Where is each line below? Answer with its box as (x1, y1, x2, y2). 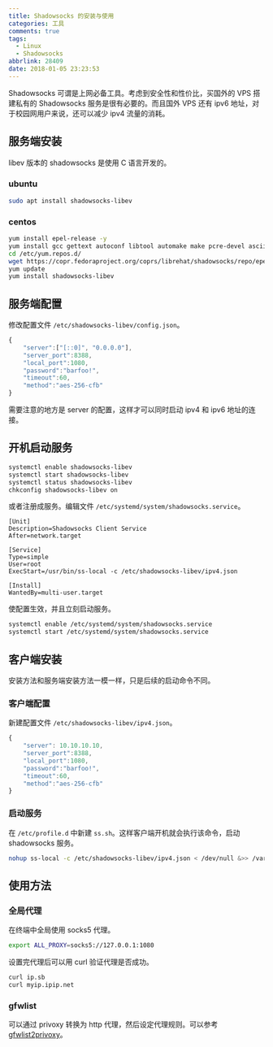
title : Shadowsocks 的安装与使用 (8, 11, 115, 20)
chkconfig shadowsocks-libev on (8, 485, 118, 494)
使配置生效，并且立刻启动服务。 (8, 604, 115, 614)
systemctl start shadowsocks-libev (8, 471, 129, 479)
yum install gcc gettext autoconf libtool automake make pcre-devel (8, 241, 245, 250)
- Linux (15, 42, 42, 50)
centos (8, 216, 37, 228)
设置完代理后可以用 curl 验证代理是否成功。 (8, 957, 154, 967)
